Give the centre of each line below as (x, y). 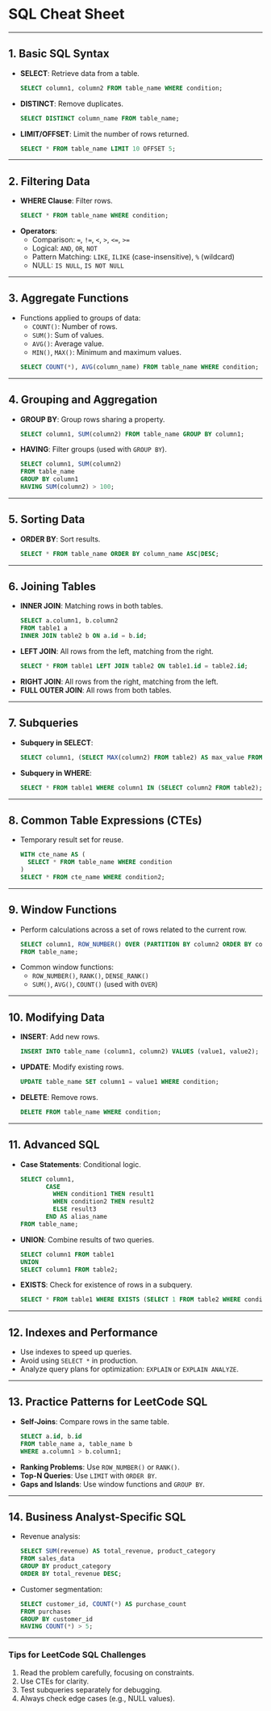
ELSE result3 (75, 1209)
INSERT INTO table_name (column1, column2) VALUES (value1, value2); (140, 1051)
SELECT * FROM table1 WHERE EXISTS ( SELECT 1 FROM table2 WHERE (130, 1300)
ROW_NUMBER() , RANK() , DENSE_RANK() (90, 976)
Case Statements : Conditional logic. (80, 1164)
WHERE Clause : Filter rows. (66, 201)
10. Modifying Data (56, 1017)
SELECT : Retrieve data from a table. (79, 73)
